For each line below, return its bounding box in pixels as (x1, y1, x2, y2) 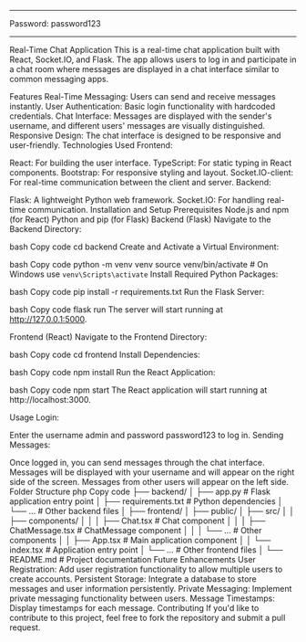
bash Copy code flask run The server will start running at (9, 304, 223, 315)
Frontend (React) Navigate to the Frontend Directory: (9, 332, 208, 342)
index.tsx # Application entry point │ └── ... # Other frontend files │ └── (9, 544, 283, 555)
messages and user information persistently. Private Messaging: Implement (9, 584, 292, 594)
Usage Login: (9, 412, 59, 423)
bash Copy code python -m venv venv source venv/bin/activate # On (9, 259, 269, 269)
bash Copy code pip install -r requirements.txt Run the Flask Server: (9, 287, 265, 297)
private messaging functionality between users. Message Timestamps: (9, 593, 275, 604)
